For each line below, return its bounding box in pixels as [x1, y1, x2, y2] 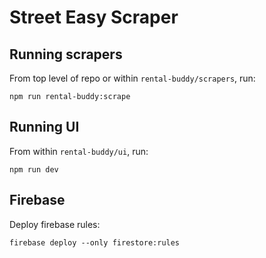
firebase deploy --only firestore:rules [9, 237, 181, 248]
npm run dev [9, 164, 59, 175]
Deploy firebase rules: [9, 218, 101, 230]
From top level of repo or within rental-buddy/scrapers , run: [9, 72, 256, 84]
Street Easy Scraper [9, 6, 179, 29]
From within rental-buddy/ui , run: [9, 145, 149, 157]
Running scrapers [9, 46, 123, 63]
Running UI [9, 119, 80, 136]
